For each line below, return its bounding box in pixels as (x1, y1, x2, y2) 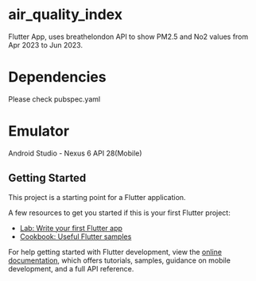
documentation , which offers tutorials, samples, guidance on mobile (8, 256, 231, 265)
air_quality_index (8, 6, 123, 24)
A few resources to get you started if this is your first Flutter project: (8, 208, 231, 217)
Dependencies (8, 68, 107, 87)
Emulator (8, 122, 70, 140)
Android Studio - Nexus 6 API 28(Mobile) (8, 148, 142, 158)
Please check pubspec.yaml (8, 94, 101, 104)
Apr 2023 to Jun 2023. (8, 40, 83, 49)
